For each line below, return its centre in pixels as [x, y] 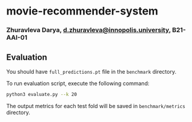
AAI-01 [17, 37]
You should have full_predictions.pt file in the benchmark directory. [91, 71]
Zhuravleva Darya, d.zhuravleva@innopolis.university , [89, 30]
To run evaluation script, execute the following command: [78, 83]
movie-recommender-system [82, 11]
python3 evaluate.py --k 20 [42, 94]
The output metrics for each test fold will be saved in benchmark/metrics [96, 106]
